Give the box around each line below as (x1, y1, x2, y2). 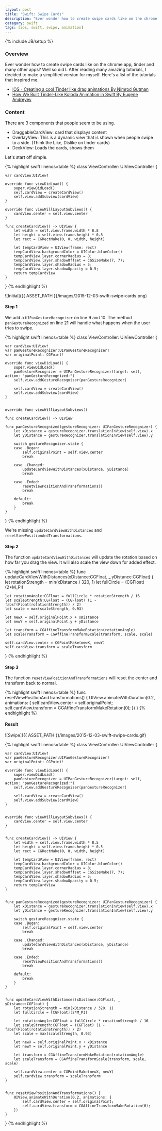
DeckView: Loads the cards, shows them (12, 145, 94, 150)
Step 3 (5, 664, 18, 670)
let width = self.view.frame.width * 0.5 (14, 840, 98, 845)
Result (5, 721, 18, 727)
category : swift (5, 20, 38, 26)
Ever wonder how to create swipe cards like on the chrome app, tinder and (5, 62, 154, 67)
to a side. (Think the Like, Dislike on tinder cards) (12, 139, 110, 146)
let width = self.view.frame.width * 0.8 (14, 228, 98, 233)
